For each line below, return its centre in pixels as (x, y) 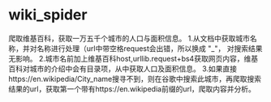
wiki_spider (48, 15)
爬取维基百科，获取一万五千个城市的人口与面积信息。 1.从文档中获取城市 (129, 38)
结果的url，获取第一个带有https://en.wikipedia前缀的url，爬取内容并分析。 (132, 89)
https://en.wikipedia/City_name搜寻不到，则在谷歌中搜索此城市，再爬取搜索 (135, 79)
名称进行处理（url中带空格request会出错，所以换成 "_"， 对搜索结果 (149, 48)
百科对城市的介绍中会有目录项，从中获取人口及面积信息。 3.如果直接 (123, 68)
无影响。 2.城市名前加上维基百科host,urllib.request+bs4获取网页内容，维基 (133, 58)
